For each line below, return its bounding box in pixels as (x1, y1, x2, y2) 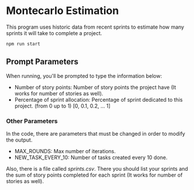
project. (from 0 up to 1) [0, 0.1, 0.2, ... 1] (14, 102, 111, 109)
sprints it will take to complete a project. (6, 29, 102, 36)
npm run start (6, 41, 41, 47)
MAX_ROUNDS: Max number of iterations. (14, 148, 116, 155)
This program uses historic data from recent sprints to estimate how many (6, 23, 185, 30)
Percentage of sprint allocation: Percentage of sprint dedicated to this (14, 96, 183, 103)
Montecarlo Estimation (6, 4, 119, 18)
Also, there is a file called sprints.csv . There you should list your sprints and (6, 165, 188, 172)
